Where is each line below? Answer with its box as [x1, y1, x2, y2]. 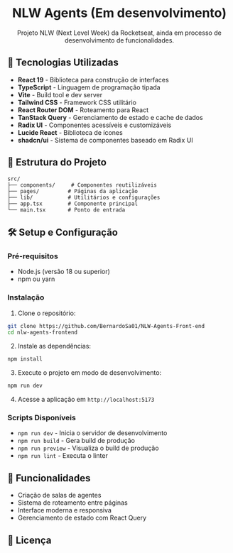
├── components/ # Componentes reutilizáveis [7, 181, 158, 189]
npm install [7, 356, 43, 363]
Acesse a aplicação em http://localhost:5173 [17, 395, 155, 404]
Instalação [7, 292, 45, 302]
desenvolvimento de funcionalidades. [64, 35, 175, 44]
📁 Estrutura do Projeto [7, 156, 107, 168]
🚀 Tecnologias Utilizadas [7, 57, 119, 69]
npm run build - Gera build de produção [17, 437, 135, 445]
